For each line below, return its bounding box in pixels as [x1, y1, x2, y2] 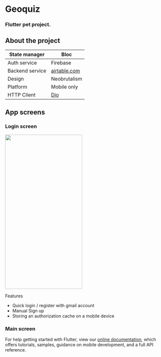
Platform [7, 83, 28, 90]
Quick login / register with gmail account [12, 302, 95, 308]
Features [5, 293, 23, 299]
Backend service [7, 67, 47, 74]
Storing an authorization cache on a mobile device [12, 313, 115, 319]
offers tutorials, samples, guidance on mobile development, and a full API [5, 342, 154, 348]
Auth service [7, 59, 37, 66]
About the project [5, 36, 61, 45]
